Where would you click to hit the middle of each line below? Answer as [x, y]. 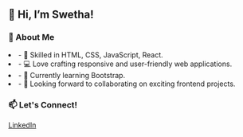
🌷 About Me [31, 37]
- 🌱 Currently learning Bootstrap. [72, 75]
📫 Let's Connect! [43, 104]
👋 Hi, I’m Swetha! [51, 15]
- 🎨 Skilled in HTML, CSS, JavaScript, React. [91, 55]
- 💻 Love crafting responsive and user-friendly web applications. [125, 64]
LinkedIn [22, 125]
